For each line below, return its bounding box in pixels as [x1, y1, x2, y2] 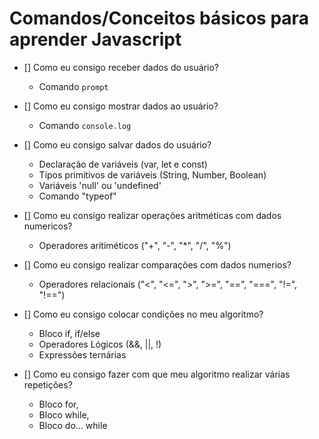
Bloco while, [38, 408, 90, 421]
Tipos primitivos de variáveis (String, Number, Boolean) [38, 168, 267, 181]
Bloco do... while [38, 419, 108, 431]
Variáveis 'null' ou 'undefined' [38, 179, 162, 191]
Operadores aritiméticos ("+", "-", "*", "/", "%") [38, 239, 232, 251]
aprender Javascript [9, 28, 182, 51]
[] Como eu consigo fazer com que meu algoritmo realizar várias [23, 368, 291, 380]
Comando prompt [38, 80, 109, 92]
